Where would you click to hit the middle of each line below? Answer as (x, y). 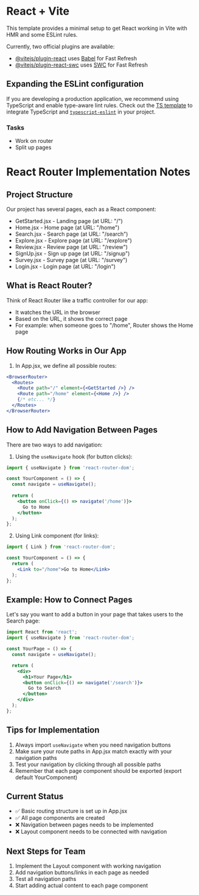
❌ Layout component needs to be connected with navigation (91, 831)
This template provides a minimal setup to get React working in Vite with (97, 28)
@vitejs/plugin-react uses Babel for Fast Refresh (76, 58)
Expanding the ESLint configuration (75, 84)
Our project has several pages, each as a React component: (81, 210)
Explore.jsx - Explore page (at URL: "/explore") (73, 241)
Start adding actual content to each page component (81, 886)
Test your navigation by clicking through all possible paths (88, 764)
